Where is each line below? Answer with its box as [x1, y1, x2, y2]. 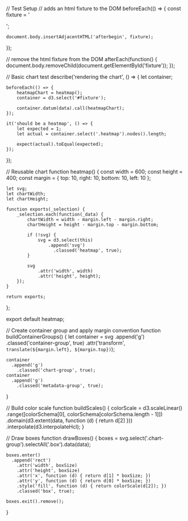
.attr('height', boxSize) [16, 467, 80, 473]
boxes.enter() [6, 452, 41, 458]
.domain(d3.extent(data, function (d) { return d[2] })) [6, 417, 133, 424]
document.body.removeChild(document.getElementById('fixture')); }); [6, 62, 175, 69]
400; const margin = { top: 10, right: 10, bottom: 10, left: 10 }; [6, 175, 151, 181]
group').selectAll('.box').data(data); [6, 441, 91, 447]
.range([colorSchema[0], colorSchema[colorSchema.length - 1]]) [6, 411, 163, 418]
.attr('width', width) [37, 268, 93, 274]
